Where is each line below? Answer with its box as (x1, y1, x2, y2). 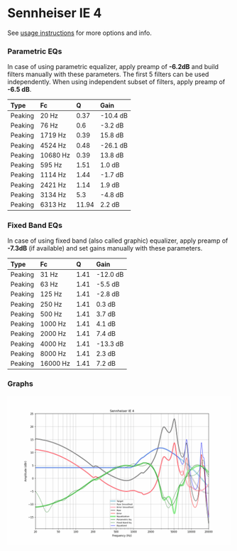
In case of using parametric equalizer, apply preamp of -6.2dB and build (7, 63, 219, 71)
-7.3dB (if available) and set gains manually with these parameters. (7, 244, 203, 253)
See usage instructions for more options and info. (7, 28, 153, 37)
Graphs (7, 379, 33, 389)
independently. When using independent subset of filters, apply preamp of (7, 78, 226, 86)
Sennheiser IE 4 (7, 5, 102, 21)
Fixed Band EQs (7, 220, 62, 230)
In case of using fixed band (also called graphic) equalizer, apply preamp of (7, 236, 228, 245)
